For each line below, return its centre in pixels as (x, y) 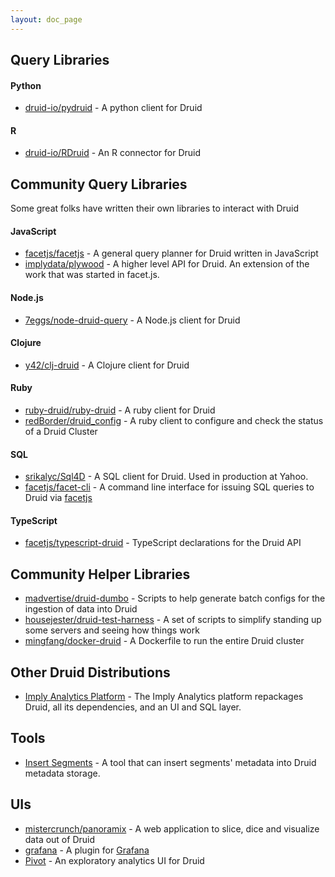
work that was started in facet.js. (92, 275)
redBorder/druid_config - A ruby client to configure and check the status (174, 421)
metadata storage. (62, 773)
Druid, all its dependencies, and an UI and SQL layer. (133, 707)
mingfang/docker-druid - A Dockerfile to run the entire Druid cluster (164, 641)
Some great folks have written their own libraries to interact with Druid (155, 208)
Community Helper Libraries (100, 574)
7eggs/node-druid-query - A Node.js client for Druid (132, 320)
